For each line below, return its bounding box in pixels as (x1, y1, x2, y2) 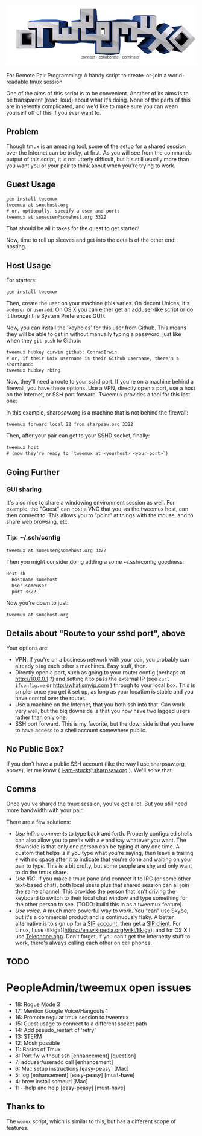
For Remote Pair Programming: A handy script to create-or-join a (6, 71, 167, 79)
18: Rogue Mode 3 (14, 1001, 60, 1008)
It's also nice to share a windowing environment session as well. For (6, 499, 175, 506)
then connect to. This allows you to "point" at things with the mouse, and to (6, 511, 194, 518)
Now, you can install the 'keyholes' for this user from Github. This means (6, 324, 187, 331)
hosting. (6, 243, 27, 250)
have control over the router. (14, 694, 86, 702)
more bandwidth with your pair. (6, 806, 84, 814)
